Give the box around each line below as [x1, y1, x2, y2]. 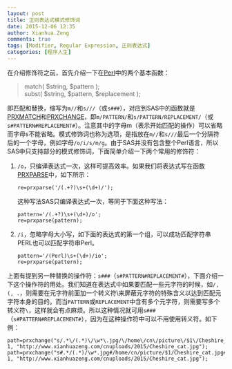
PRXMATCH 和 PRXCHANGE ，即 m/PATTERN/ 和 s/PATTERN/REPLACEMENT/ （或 [7, 112, 214, 121]
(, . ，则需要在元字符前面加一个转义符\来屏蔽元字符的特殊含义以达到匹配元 [7, 288, 222, 297]
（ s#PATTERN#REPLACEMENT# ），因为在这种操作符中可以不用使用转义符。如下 [7, 314, 217, 323]
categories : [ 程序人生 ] [7, 49, 71, 56]
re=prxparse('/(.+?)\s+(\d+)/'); [17, 184, 114, 191]
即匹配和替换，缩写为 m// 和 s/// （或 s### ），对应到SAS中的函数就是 [7, 104, 195, 112]
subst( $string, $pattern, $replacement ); [23, 89, 141, 97]
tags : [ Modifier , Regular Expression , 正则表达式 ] [7, 42, 151, 49]
